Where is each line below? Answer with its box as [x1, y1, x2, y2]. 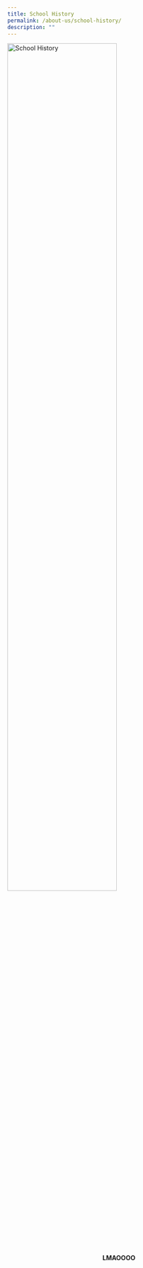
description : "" [7, 23, 55, 31]
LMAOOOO [102, 1254, 136, 1262]
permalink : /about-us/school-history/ [7, 17, 122, 24]
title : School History [7, 10, 74, 18]
